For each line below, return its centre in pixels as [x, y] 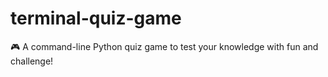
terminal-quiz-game [96, 18]
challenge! [32, 61]
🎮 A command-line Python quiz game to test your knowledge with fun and [164, 46]
